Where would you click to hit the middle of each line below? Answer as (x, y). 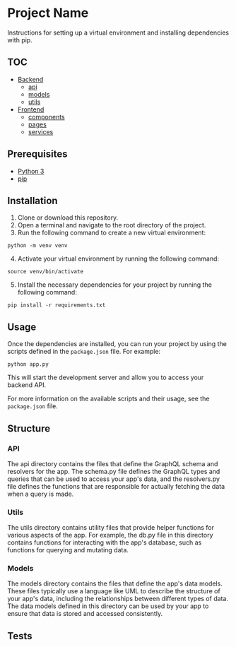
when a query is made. (41, 494)
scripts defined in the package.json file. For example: (84, 352)
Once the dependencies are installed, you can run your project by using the (117, 344)
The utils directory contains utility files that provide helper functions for (111, 528)
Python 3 (31, 171)
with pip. (20, 40)
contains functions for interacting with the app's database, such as (105, 542)
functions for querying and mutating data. (68, 550)
